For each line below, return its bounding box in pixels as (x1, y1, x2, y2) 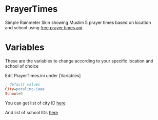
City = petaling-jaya (5, 86, 45, 91)
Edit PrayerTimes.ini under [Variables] (5, 72, 81, 79)
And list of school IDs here (5, 109, 59, 115)
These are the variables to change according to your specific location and (5, 58, 154, 64)
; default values (5, 82, 40, 87)
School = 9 (5, 91, 23, 96)
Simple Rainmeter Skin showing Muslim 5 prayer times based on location (5, 20, 151, 25)
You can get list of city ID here (5, 100, 66, 106)
